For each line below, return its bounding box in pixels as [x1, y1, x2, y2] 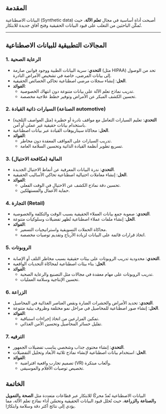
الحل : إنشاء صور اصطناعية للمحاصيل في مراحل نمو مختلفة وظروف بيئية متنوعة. [12, 305, 160, 311]
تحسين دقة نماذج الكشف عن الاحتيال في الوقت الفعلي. [20, 182, 121, 188]
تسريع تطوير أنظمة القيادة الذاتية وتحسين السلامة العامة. [20, 143, 124, 149]
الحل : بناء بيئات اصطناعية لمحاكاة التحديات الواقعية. [12, 261, 106, 267]
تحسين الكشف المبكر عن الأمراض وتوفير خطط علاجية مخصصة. [20, 93, 137, 99]
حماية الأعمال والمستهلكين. [20, 187, 70, 194]
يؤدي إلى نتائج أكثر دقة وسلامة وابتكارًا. [5, 403, 76, 409]
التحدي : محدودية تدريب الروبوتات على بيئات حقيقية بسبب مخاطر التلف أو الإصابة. [12, 255, 161, 261]
